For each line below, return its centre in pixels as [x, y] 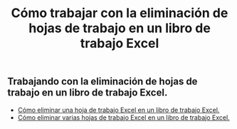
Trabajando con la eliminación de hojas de [102, 82]
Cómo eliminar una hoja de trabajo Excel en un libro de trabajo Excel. [118, 110]
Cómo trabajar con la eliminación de [120, 13]
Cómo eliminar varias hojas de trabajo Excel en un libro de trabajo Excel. [123, 117]
